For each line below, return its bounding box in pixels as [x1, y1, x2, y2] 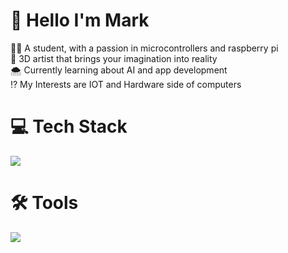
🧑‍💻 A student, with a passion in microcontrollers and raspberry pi [10, 42, 279, 54]
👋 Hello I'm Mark [10, 9, 150, 32]
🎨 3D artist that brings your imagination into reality [10, 52, 218, 64]
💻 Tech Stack [10, 115, 128, 138]
